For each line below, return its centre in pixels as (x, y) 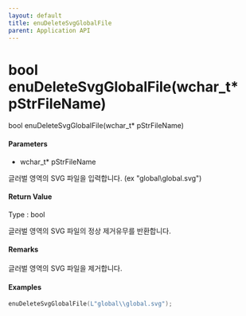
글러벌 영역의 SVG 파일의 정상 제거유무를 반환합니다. (90, 231)
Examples (25, 287)
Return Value (30, 197)
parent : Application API (49, 30)
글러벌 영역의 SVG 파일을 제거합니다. (65, 268)
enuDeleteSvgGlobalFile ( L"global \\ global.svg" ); (90, 304)
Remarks (23, 250)
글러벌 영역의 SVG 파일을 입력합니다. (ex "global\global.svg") (105, 178)
